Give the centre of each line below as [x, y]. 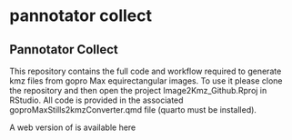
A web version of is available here [73, 127]
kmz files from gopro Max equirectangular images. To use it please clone [146, 81]
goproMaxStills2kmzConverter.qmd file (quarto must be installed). [133, 110]
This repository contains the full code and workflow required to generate [146, 71]
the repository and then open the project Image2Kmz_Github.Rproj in [138, 90]
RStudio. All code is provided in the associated [96, 100]
